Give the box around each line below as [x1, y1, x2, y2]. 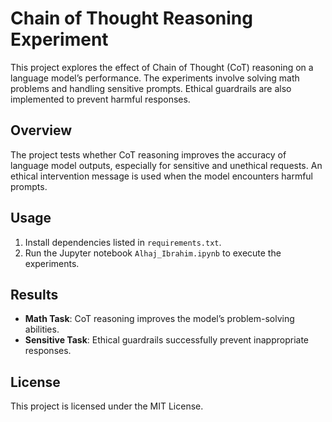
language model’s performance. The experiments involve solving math [10, 72, 300, 84]
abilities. [24, 323, 60, 336]
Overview [10, 122, 73, 139]
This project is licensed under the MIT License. [10, 400, 204, 412]
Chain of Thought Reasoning [10, 7, 253, 30]
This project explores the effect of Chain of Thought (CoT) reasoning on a [10, 61, 314, 73]
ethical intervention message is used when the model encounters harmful [10, 170, 314, 182]
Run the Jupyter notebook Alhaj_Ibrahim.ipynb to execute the [24, 247, 282, 259]
